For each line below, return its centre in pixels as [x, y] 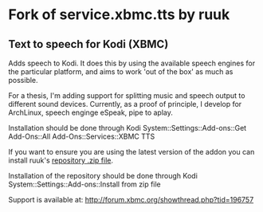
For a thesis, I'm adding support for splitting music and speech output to [127, 96]
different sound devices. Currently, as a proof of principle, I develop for [125, 104]
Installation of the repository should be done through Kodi [103, 176]
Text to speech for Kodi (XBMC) [88, 44]
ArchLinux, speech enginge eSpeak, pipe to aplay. [91, 112]
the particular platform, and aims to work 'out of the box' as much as [121, 72]
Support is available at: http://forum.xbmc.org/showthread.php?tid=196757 [131, 200]
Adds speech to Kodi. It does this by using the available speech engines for [132, 63]
